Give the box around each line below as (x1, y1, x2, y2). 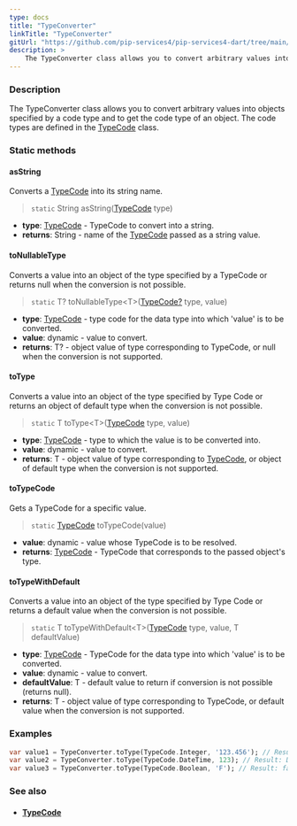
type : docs (9, 12, 49, 22)
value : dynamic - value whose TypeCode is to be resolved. (21, 537, 237, 548)
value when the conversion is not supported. (21, 706, 185, 716)
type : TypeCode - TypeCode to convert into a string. (21, 220, 215, 231)
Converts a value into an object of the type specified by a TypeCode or (9, 269, 268, 280)
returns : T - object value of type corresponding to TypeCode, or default (21, 696, 285, 706)
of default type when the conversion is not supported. (21, 462, 219, 474)
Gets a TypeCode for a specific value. (9, 503, 147, 513)
